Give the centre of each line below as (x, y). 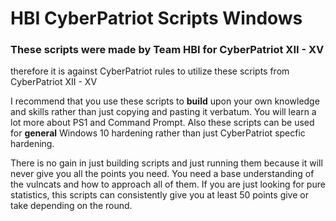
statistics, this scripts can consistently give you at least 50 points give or (159, 195)
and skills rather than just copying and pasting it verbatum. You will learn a (163, 112)
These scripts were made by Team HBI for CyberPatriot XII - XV (167, 50)
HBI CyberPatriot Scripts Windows (156, 18)
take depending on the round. (71, 206)
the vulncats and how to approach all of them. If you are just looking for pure (168, 184)
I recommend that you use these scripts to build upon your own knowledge (165, 101)
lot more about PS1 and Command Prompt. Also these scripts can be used (162, 123)
